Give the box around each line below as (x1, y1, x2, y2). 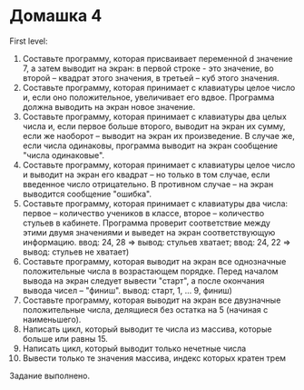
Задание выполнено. (9, 370, 91, 381)
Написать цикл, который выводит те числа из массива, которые (22, 324, 272, 335)
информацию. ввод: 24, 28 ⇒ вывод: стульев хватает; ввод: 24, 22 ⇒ (22, 236, 291, 247)
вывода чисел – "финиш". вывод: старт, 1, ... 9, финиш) (22, 285, 233, 295)
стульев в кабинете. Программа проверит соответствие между (22, 217, 270, 228)
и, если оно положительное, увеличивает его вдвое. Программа (22, 92, 275, 103)
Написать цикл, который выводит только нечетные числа (22, 343, 247, 354)
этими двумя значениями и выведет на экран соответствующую (22, 226, 276, 237)
